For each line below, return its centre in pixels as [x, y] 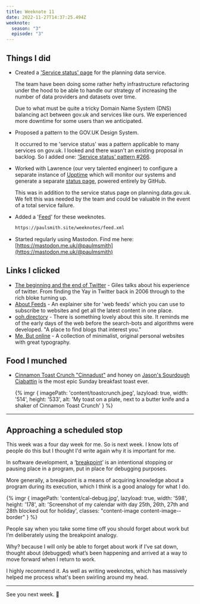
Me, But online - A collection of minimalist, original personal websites [99, 335]
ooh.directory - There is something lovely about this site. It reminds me [102, 316]
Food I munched [37, 361]
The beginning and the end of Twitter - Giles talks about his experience [102, 285]
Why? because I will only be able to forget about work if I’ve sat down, [92, 547]
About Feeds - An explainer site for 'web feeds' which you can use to [100, 304]
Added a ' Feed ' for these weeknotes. [60, 217]
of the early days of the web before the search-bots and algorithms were [104, 323]
